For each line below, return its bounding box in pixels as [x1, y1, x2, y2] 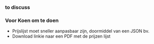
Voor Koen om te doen [5, 17, 59, 23]
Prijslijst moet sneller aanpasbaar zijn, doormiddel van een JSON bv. [12, 28, 150, 34]
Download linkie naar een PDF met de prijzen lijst [12, 33, 111, 39]
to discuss [5, 4, 30, 11]
